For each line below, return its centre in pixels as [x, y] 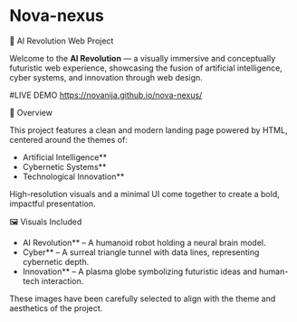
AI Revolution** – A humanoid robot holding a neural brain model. [144, 242]
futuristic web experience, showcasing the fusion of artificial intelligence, [146, 68]
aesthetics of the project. [56, 308]
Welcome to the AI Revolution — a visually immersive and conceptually [143, 58]
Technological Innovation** [73, 176]
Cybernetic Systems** [64, 166]
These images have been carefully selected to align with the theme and [143, 298]
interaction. [62, 280]
